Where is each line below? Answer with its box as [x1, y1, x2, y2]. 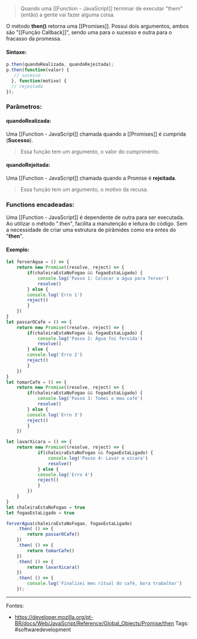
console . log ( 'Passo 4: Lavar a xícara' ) [47, 455, 148, 461]
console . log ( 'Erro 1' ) [27, 292, 83, 298]
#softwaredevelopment [14, 625, 72, 633]
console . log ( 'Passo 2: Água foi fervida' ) [37, 335, 143, 341]
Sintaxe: [6, 48, 27, 55]
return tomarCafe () [27, 547, 75, 554]
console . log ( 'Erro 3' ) [27, 412, 83, 418]
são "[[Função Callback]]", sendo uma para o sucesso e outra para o [6, 29, 172, 36]
